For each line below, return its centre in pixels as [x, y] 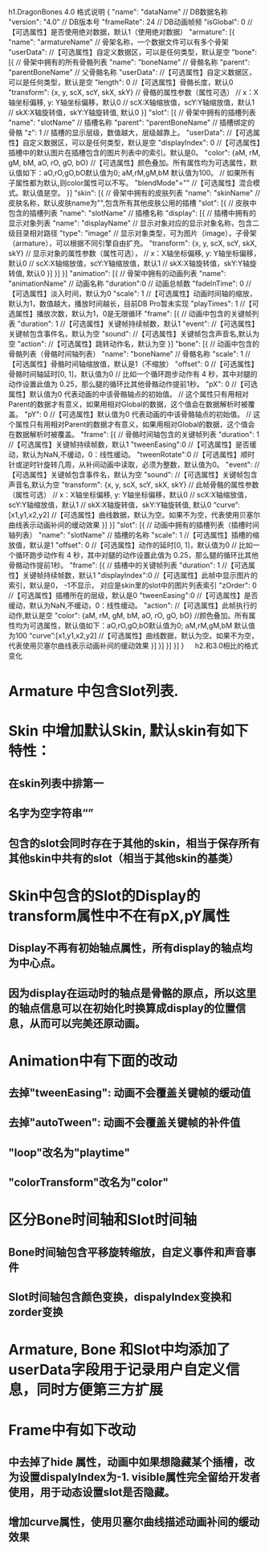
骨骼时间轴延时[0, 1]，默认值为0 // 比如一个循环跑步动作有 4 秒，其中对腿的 [133, 374]
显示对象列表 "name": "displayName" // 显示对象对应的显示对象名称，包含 [130, 223]
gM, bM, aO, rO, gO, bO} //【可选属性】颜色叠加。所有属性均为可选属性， [129, 163]
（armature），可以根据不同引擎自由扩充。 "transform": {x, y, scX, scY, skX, [132, 243]
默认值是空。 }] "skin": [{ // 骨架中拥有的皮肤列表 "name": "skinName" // [141, 193]
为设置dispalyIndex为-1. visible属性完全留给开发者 [134, 1477]
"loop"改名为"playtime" [69, 1152]
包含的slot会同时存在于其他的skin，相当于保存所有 [134, 843]
